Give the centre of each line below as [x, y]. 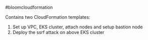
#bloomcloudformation [29, 7]
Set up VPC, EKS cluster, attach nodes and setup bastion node [78, 27]
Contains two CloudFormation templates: [48, 17]
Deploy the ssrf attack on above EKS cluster [58, 32]
